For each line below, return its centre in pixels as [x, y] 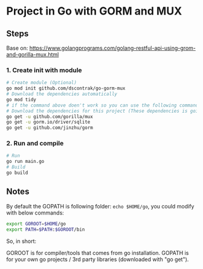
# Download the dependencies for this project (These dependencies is [97, 111]
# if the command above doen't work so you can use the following [92, 105]
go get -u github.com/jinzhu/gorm [50, 128]
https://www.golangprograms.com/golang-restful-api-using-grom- [113, 48]
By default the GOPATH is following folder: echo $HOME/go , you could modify [100, 206]
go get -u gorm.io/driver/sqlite [48, 122]
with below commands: [35, 213]
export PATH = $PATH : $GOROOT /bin [46, 229]
